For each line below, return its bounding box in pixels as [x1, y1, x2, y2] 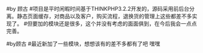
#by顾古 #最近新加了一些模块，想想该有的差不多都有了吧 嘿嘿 [6, 40, 161, 47]
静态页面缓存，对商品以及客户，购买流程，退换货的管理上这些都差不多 [16, 13, 192, 20]
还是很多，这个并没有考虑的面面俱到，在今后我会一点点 [58, 20, 197, 27]
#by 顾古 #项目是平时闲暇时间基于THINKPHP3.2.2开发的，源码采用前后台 [6, 5, 190, 12]
